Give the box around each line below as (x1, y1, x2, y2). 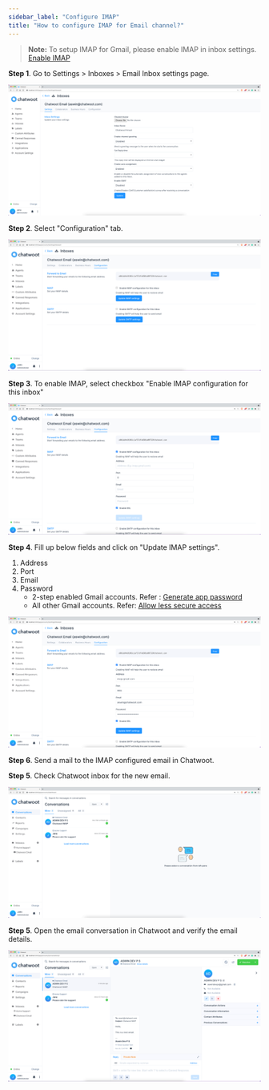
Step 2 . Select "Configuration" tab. (8, 223, 123, 232)
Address (19, 558, 48, 567)
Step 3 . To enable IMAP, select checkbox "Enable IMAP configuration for (8, 378, 249, 388)
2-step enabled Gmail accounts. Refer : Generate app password (31, 591, 243, 601)
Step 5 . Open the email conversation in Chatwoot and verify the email (8, 926, 238, 935)
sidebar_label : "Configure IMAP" (8, 13, 120, 21)
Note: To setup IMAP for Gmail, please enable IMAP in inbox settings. (27, 44, 257, 54)
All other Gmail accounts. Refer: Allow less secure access (31, 600, 222, 610)
